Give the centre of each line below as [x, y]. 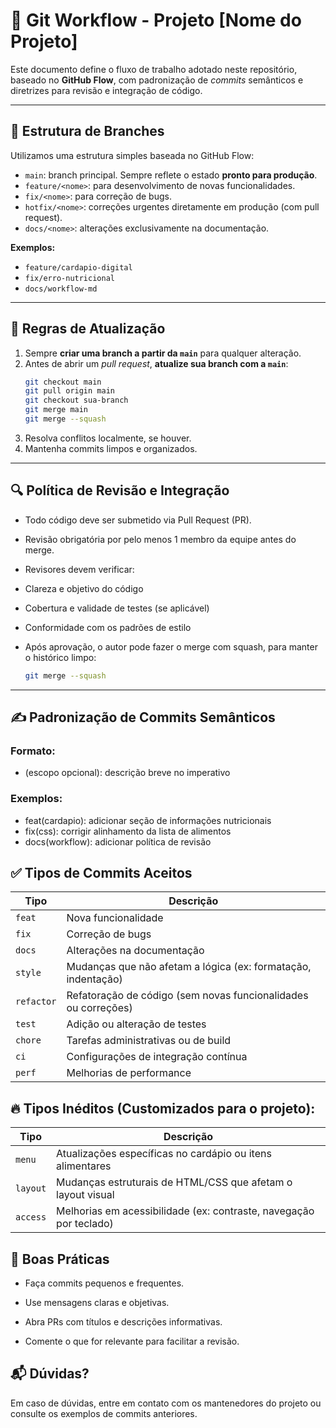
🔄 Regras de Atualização [88, 329]
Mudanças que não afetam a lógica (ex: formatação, [189, 967]
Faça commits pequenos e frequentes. [104, 1283]
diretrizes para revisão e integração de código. [106, 90]
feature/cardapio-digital [78, 267]
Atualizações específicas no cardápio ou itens [164, 1154]
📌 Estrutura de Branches [87, 131]
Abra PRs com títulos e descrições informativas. [123, 1322]
